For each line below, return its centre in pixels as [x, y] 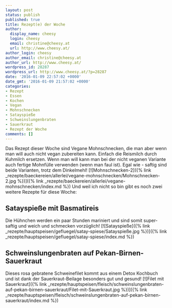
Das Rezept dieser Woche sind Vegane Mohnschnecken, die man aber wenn [86, 149]
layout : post [19, 10]
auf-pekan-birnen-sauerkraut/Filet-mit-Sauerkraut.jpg [63, 290]
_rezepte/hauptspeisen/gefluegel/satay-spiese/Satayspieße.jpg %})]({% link [86, 232]
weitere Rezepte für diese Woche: [41, 192]
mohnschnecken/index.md [33, 187]
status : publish [23, 15]
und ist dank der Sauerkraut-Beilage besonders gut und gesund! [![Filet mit [85, 279]
